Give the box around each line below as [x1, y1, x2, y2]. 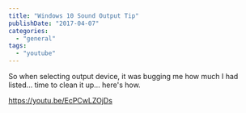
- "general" [15, 34, 57, 43]
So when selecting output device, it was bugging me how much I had [8, 72, 239, 81]
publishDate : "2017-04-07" [8, 19, 100, 27]
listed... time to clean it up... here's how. [8, 80, 141, 90]
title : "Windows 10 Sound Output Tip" [8, 11, 139, 20]
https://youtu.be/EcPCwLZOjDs [8, 96, 113, 105]
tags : [8, 42, 27, 50]
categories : [8, 27, 49, 35]
